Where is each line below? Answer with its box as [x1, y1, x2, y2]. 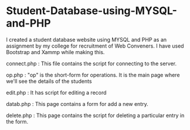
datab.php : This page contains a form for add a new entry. [6, 100, 148, 107]
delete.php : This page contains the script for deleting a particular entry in [6, 112, 185, 119]
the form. [6, 118, 28, 125]
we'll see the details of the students [6, 78, 92, 85]
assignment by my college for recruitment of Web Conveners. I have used [6, 42, 184, 49]
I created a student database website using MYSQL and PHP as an [6, 36, 167, 43]
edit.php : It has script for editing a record [6, 89, 107, 96]
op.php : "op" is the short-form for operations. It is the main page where [6, 71, 180, 78]
